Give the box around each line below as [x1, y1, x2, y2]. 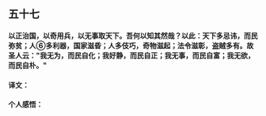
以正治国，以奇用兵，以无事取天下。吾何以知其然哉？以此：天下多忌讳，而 [8, 31, 251, 40]
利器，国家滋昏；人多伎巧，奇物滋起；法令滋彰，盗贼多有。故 [52, 40, 254, 50]
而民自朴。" [8, 60, 47, 69]
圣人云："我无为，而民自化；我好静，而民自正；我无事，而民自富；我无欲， [8, 51, 255, 60]
